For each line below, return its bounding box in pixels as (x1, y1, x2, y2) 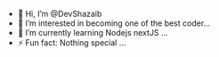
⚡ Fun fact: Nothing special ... (17, 37, 126, 48)
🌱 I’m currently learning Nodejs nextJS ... (17, 28, 168, 37)
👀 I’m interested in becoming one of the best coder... (17, 18, 211, 28)
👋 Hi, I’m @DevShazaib (17, 9, 102, 19)
